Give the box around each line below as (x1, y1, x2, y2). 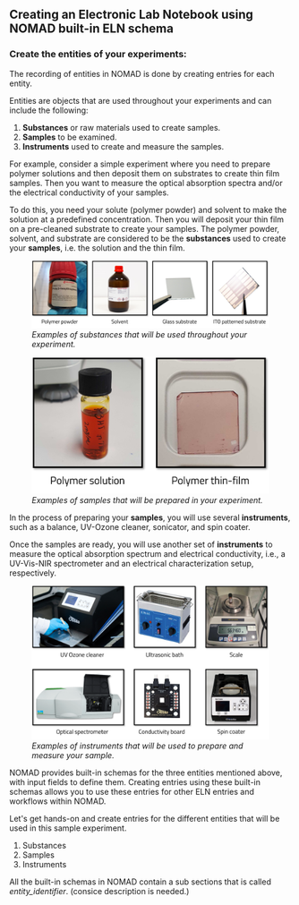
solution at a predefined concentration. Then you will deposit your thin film (9, 214, 285, 225)
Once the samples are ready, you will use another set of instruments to (9, 539, 273, 550)
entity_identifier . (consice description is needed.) (9, 885, 190, 896)
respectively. (9, 568, 56, 578)
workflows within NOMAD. (9, 796, 107, 807)
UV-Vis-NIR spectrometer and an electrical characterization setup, (9, 558, 254, 568)
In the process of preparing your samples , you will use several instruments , (9, 512, 291, 523)
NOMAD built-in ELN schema (9, 21, 175, 37)
